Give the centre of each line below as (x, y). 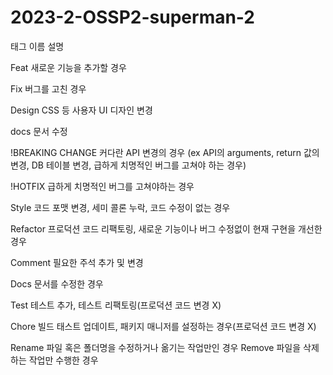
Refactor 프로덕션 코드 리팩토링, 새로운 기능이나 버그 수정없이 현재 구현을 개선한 (166, 228)
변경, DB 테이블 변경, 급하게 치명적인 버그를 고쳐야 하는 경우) (128, 165)
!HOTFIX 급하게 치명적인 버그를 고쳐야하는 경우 (102, 186)
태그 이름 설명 (37, 46)
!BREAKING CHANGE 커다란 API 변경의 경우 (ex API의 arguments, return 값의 (165, 152)
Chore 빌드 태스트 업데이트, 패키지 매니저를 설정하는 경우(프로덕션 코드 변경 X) (163, 326)
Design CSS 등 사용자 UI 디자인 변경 (81, 110)
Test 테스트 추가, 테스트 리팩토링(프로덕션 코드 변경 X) (116, 305)
